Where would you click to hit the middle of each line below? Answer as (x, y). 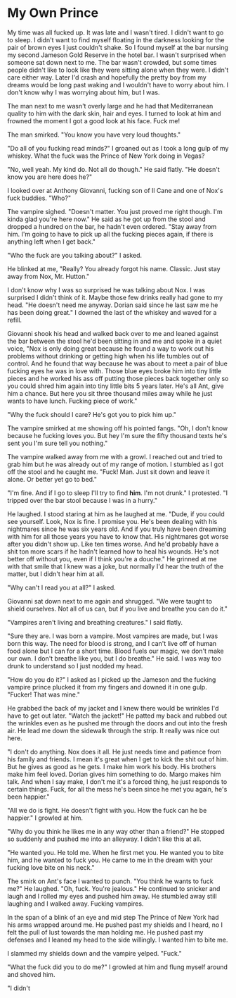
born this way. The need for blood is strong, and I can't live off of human (112, 643)
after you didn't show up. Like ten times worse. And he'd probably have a (113, 544)
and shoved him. (31, 974)
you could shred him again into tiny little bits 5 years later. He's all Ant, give (116, 386)
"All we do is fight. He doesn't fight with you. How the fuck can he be (107, 810)
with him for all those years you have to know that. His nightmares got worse (118, 536)
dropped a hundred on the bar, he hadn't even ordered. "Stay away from (112, 226)
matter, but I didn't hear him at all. (56, 574)
